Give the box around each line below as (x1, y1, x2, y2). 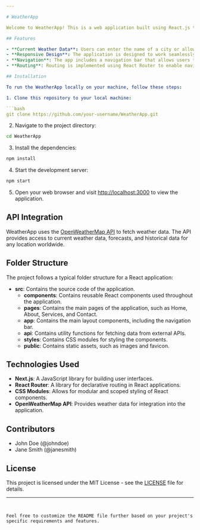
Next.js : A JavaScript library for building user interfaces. (14, 375, 154, 382)
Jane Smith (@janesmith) (14, 446, 77, 453)
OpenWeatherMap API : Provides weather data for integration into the (14, 400, 186, 407)
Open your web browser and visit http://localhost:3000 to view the (14, 189, 179, 196)
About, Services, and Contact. (23, 311, 98, 318)
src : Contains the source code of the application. (14, 285, 135, 292)
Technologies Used (6, 359, 79, 369)
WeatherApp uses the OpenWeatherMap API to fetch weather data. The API (6, 228, 192, 235)
